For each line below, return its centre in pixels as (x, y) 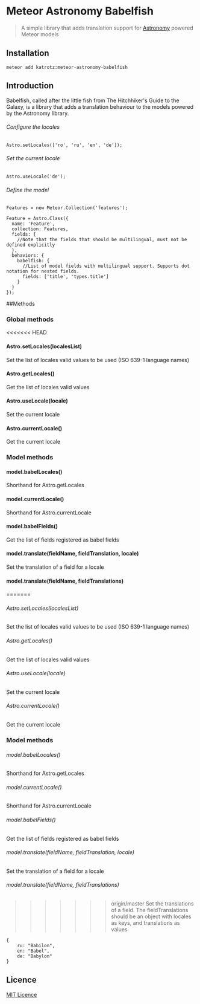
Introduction (30, 86)
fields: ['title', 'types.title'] (66, 277)
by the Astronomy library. (38, 113)
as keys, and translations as (145, 922)
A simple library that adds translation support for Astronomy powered (107, 28)
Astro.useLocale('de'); (36, 177)
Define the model (28, 190)
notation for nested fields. (43, 271)
